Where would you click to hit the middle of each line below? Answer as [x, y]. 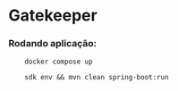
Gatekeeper [53, 16]
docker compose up [59, 62]
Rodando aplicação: [53, 44]
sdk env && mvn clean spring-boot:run [97, 78]
